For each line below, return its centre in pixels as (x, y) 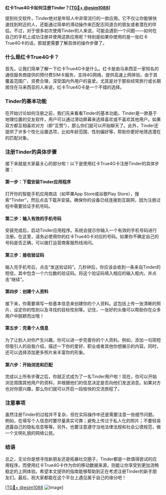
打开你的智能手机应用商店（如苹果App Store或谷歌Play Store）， (70, 194)
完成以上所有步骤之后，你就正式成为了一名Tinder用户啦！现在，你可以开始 (81, 377)
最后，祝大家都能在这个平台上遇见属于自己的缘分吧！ (72, 477)
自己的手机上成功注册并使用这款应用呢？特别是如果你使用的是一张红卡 (77, 37)
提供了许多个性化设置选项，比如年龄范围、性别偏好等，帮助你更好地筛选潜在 (83, 132)
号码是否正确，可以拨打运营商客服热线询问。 (51, 243)
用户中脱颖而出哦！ (25, 315)
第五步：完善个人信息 (27, 328)
